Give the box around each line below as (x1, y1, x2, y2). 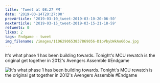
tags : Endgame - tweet (5, 35, 51, 40)
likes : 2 (5, 30, 23, 35)
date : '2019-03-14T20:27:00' (5, 12, 65, 17)
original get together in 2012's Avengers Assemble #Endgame (5, 57, 130, 63)
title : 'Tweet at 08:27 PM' (5, 7, 63, 12)
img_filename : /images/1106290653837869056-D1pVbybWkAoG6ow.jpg (5, 39, 139, 44)
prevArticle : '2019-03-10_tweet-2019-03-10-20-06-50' (5, 16, 117, 21)
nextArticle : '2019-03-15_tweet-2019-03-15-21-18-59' (5, 21, 117, 26)
